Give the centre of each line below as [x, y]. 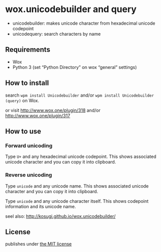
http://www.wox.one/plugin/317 [38, 115]
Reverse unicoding [29, 175]
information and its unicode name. [41, 206]
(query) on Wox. [22, 100]
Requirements [28, 50]
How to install [27, 83]
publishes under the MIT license [38, 244]
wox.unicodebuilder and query [71, 9]
